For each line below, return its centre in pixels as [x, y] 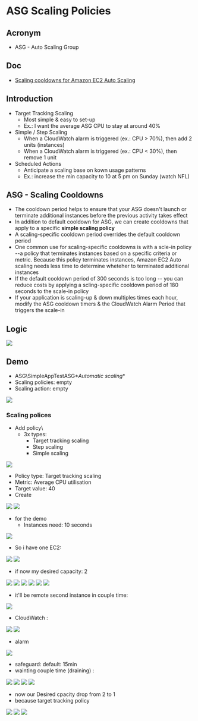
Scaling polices [29, 415]
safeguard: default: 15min [46, 665]
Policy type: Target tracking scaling [58, 476]
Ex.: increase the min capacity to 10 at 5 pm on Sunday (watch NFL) [107, 176]
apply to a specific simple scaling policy [65, 228]
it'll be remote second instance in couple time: [71, 595]
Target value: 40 [35, 489]
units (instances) [44, 144]
